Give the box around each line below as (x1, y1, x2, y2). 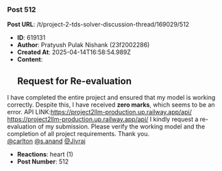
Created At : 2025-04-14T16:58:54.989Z (16, 48, 132, 56)
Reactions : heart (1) (16, 150, 74, 159)
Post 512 (7, 5, 36, 14)
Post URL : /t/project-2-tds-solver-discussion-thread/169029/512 (7, 21, 190, 29)
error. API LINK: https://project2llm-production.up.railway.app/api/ (7, 108, 192, 116)
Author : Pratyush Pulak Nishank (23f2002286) (16, 41, 150, 49)
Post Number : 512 (16, 157, 69, 166)
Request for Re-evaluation (16, 75, 132, 87)
